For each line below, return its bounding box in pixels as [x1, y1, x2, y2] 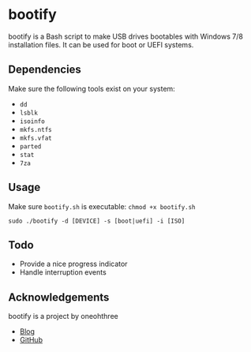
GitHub [19, 335, 43, 345]
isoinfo [19, 117, 45, 125]
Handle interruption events [19, 268, 107, 277]
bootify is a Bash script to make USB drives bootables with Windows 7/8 [8, 32, 243, 41]
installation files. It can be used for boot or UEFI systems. [8, 39, 194, 49]
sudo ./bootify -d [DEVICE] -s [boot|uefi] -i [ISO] [8, 217, 185, 225]
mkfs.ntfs [19, 125, 53, 133]
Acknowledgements [8, 290, 110, 304]
